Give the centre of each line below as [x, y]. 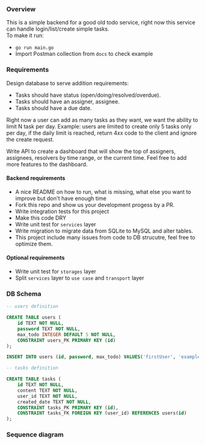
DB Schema [24, 294]
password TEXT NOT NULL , [49, 329]
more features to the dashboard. [47, 164]
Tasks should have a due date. [53, 108]
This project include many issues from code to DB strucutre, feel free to [105, 237]
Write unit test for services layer [56, 224]
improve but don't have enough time [61, 198]
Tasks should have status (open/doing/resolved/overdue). [88, 95]
